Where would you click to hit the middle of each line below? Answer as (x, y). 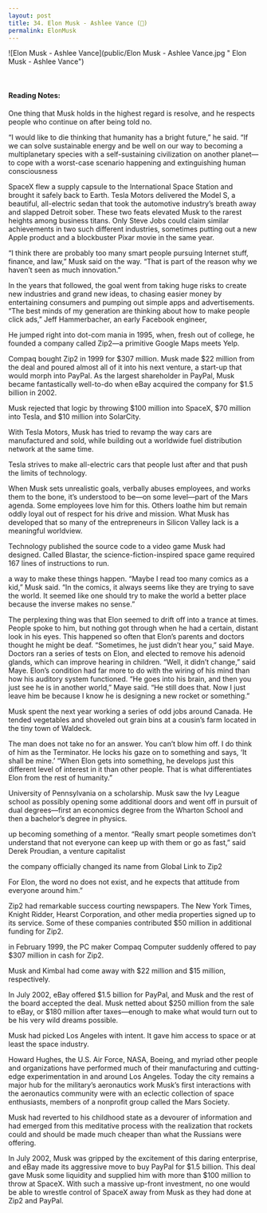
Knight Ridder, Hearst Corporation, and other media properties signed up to (132, 914)
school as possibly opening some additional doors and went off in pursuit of (133, 801)
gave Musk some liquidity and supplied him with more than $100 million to (130, 1175)
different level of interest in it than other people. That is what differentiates (130, 769)
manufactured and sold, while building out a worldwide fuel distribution (125, 441)
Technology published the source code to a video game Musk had (117, 546)
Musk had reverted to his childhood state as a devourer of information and (130, 1117)
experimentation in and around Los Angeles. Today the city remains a (141, 1076)
